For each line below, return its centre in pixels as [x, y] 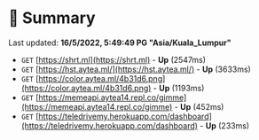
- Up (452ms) [199, 106]
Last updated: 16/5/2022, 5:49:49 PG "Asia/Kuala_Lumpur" [120, 43]
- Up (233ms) [225, 125]
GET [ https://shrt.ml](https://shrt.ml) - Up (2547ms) [113, 59]
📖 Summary [52, 18]
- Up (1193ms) [179, 88]
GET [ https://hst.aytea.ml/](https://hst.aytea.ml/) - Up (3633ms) [136, 69]
